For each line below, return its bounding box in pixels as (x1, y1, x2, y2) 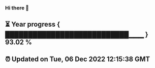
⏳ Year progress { (5, 20, 61, 29)
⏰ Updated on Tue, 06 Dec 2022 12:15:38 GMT (5, 55, 150, 63)
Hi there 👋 (5, 4, 30, 11)
